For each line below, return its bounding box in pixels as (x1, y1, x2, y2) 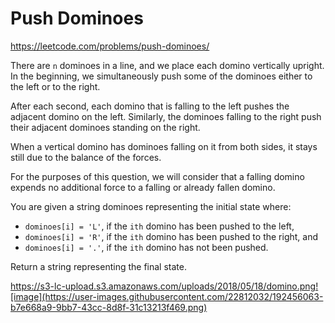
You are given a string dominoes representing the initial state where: (10, 200, 292, 212)
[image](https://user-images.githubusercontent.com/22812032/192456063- (10, 290, 324, 302)
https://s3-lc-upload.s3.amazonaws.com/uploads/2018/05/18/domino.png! (10, 280, 319, 292)
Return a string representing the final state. (10, 260, 187, 272)
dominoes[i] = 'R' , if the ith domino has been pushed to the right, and (24, 230, 319, 242)
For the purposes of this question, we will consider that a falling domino (10, 170, 305, 182)
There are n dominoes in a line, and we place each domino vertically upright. (10, 59, 325, 71)
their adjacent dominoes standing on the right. (10, 121, 201, 133)
